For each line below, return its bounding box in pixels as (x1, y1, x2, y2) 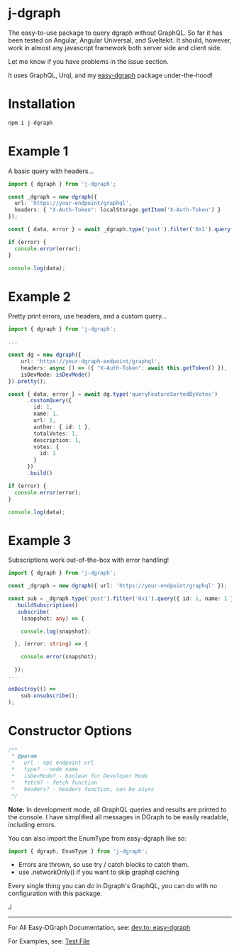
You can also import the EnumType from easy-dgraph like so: (8, 834, 187, 842)
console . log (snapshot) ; (21, 628, 91, 635)
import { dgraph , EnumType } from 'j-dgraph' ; (8, 848, 148, 855)
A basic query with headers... (8, 167, 94, 175)
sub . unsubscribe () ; (21, 692, 79, 699)
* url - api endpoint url (11, 759, 94, 767)
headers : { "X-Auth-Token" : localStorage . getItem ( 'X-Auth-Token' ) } (14, 206, 221, 214)
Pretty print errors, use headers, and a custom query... (8, 312, 167, 321)
